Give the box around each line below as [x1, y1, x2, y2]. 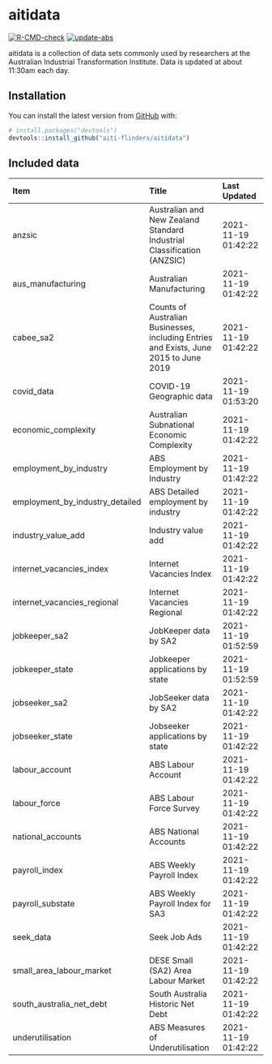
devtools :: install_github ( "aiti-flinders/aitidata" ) [8, 134, 190, 142]
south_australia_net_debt [12, 998, 108, 1010]
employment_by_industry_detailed [12, 497, 142, 508]
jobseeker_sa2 [12, 697, 69, 709]
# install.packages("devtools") [8, 126, 117, 135]
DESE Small [149, 955, 193, 967]
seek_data [12, 932, 52, 943]
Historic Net [149, 998, 195, 1010]
